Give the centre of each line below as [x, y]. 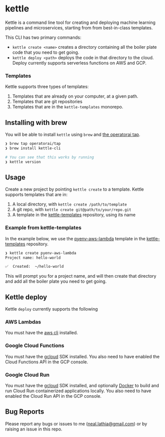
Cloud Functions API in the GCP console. [47, 362]
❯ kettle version [23, 162]
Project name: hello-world [33, 258]
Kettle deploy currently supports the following [52, 309]
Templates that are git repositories [47, 102]
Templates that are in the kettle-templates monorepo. [68, 107]
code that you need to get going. [46, 52]
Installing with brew [36, 122]
